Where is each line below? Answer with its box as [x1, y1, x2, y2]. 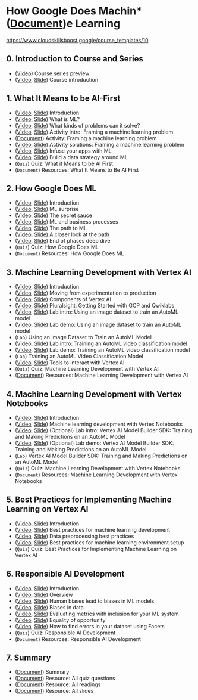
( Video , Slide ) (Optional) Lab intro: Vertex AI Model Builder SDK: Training [14, 427, 193, 433]
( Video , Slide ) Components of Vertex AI [14, 296, 112, 303]
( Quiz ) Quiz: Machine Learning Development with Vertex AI [14, 366, 159, 373]
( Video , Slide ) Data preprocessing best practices [14, 532, 134, 540]
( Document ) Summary [14, 668, 70, 676]
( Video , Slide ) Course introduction [14, 76, 99, 83]
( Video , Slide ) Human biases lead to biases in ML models [14, 597, 155, 605]
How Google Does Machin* [6, 4, 143, 18]
